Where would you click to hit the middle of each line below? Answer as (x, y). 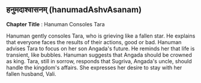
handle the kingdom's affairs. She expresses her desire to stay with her (94, 67)
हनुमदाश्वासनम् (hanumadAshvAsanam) (74, 10)
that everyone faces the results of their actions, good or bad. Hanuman (94, 42)
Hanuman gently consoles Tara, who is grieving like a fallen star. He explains (101, 36)
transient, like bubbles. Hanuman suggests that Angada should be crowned (99, 55)
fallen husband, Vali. (31, 73)
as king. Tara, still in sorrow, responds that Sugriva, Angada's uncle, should (99, 61)
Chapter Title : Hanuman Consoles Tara (55, 24)
